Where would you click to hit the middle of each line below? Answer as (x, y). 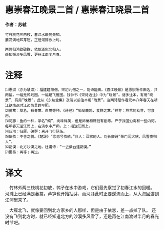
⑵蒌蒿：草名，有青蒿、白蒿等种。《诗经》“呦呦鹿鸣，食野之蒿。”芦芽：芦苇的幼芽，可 (78, 111)
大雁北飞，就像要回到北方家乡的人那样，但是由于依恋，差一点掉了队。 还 (82, 210)
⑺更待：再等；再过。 (23, 152)
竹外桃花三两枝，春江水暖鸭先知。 (34, 35)
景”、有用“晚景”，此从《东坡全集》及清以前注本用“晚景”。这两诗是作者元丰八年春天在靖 (81, 100)
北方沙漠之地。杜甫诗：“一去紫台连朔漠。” (55, 147)
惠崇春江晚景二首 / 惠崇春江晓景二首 (77, 10)
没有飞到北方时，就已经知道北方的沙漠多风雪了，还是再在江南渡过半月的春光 (82, 216)
